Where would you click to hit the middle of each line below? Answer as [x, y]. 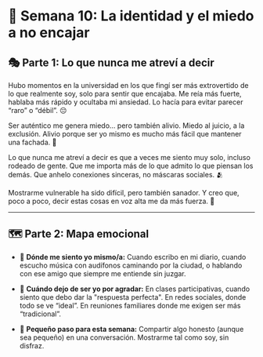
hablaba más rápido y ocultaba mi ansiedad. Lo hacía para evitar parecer [126, 102]
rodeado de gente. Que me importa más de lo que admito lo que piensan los [131, 166]
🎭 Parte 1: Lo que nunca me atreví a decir [112, 62]
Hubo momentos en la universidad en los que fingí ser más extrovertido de [128, 85]
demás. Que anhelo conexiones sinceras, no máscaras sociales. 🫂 [116, 175]
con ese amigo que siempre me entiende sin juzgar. [103, 273]
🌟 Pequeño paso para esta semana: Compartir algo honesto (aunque [131, 329]
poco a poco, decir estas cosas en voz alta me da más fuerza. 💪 [112, 201]
